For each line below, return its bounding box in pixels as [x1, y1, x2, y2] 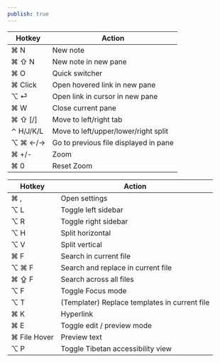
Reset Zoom [52, 161, 93, 171]
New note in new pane [52, 56, 127, 66]
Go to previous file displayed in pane [52, 137, 174, 147]
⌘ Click [11, 80, 37, 90]
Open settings [60, 193, 108, 203]
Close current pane [52, 102, 117, 112]
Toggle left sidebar [60, 204, 123, 214]
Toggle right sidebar [60, 216, 128, 226]
